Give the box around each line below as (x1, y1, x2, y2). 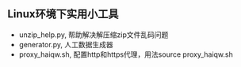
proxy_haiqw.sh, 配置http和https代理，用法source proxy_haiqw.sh (18, 50, 233, 59)
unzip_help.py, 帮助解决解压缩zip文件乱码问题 (18, 30, 169, 39)
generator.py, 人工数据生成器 (18, 39, 113, 49)
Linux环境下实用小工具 (7, 7, 119, 21)
